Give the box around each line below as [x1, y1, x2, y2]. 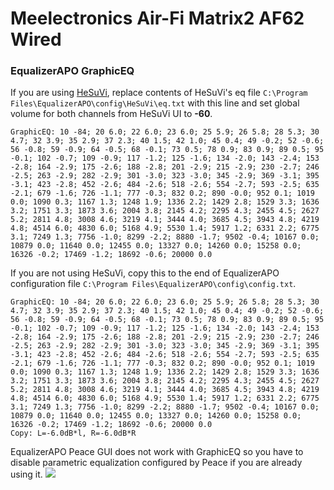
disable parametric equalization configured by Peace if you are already [10, 457, 303, 469]
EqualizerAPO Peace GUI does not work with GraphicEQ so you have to [10, 446, 304, 458]
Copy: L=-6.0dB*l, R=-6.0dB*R [10, 428, 137, 439]
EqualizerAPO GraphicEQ [10, 64, 135, 78]
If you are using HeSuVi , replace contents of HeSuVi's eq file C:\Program [10, 87, 308, 99]
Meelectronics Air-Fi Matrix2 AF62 [10, 7, 305, 30]
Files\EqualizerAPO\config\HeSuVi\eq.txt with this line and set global [10, 97, 300, 109]
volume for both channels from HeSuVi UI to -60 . [10, 108, 213, 120]
